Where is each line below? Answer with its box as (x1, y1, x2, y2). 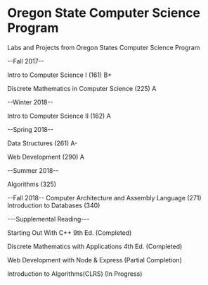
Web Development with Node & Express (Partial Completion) (7, 255, 183, 264)
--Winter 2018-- (7, 97, 54, 107)
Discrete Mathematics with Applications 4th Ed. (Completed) (7, 242, 183, 250)
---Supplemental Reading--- (7, 214, 90, 223)
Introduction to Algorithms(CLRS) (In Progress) (7, 269, 143, 278)
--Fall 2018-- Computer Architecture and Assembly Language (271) (7, 193, 202, 202)
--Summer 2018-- (7, 166, 59, 174)
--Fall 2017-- (7, 56, 44, 65)
